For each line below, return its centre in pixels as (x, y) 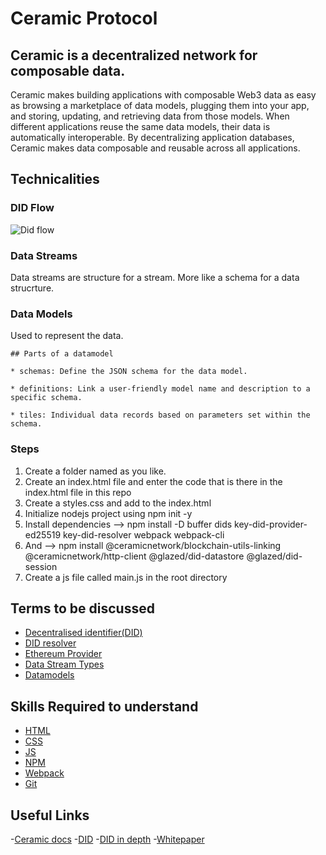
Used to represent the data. (67, 336)
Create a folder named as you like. (95, 471)
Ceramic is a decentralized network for (134, 55)
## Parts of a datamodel (62, 354)
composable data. (68, 70)
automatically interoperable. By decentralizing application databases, (152, 137)
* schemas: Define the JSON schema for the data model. (129, 372)
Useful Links (50, 815)
